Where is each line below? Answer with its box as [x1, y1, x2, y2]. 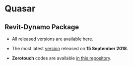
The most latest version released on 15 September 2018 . [11, 46, 129, 51]
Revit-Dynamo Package [4, 23, 79, 31]
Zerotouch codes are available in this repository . [11, 55, 112, 61]
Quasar [4, 3, 36, 14]
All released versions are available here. [11, 36, 94, 42]
